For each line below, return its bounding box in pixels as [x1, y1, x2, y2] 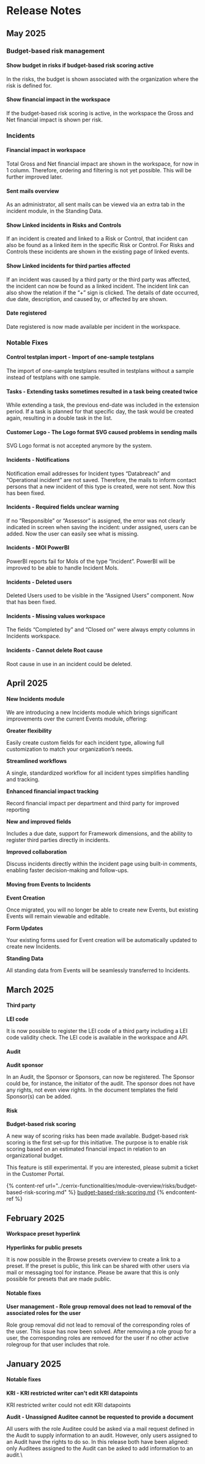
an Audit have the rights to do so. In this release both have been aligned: [6, 1438, 189, 1445]
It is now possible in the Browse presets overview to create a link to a [6, 1255, 181, 1263]
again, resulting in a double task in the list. [6, 415, 113, 422]
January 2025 [6, 1359, 61, 1369]
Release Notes [6, 4, 81, 18]
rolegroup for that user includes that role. [6, 1341, 110, 1348]
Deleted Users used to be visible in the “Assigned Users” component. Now [6, 592, 194, 599]
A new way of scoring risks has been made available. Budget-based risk [6, 1132, 188, 1140]
